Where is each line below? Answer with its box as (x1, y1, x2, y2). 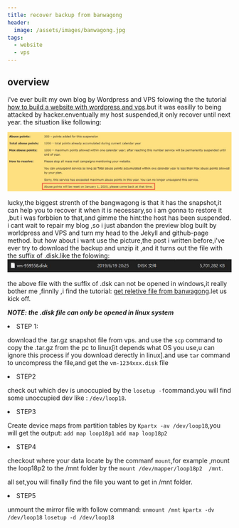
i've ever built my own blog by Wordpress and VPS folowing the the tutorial (7, 95, 227, 103)
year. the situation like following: (7, 117, 102, 126)
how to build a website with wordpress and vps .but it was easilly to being (7, 102, 222, 111)
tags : (7, 34, 23, 41)
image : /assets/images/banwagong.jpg (14, 26, 126, 33)
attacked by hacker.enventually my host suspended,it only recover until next (7, 110, 231, 119)
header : (7, 19, 31, 26)
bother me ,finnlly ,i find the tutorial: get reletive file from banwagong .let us (7, 287, 228, 295)
